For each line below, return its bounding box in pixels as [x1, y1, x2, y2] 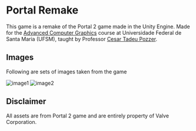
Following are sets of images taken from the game [6, 68, 127, 75]
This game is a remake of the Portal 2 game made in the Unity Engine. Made [6, 23, 190, 30]
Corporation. [6, 118, 37, 125]
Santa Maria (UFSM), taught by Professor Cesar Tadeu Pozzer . [6, 35, 157, 42]
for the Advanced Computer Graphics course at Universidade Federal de [6, 29, 182, 36]
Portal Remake [6, 4, 79, 17]
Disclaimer [6, 96, 46, 106]
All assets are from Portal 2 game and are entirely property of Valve [6, 112, 169, 119]
